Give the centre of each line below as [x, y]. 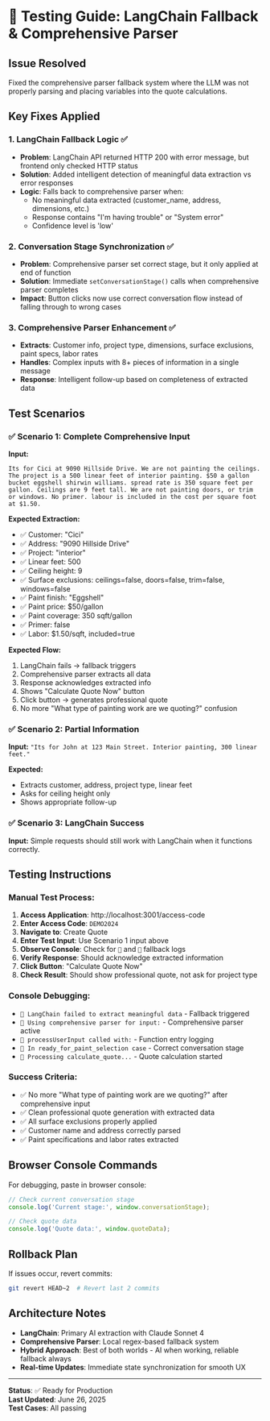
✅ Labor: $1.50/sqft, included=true [77, 634]
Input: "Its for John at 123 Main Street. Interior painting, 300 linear [133, 747]
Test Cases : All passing [47, 1408]
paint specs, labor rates [59, 354]
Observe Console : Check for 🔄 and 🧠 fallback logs [103, 949]
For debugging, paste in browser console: [78, 1185]
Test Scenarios [47, 413]
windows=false [45, 588]
